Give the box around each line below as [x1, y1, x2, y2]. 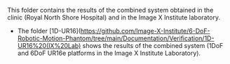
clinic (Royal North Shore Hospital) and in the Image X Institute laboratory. [7, 13, 221, 22]
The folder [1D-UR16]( [17, 27, 81, 35]
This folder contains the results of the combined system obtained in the [7, 6, 214, 14]
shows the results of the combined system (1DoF [82, 42, 224, 49]
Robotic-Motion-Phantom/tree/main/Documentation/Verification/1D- [17, 34, 215, 42]
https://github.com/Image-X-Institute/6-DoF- [80, 27, 210, 35]
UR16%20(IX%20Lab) [17, 42, 81, 49]
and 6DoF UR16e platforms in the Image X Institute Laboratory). [17, 49, 201, 57]
